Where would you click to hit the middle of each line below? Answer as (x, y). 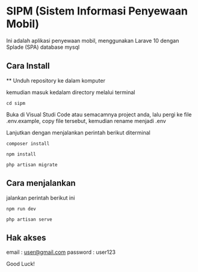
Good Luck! (20, 264)
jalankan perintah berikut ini (41, 198)
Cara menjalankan (41, 183)
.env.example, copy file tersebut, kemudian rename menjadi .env (86, 121)
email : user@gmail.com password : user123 (61, 252)
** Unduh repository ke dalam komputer (56, 80)
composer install (28, 144)
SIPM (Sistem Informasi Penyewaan (97, 11)
